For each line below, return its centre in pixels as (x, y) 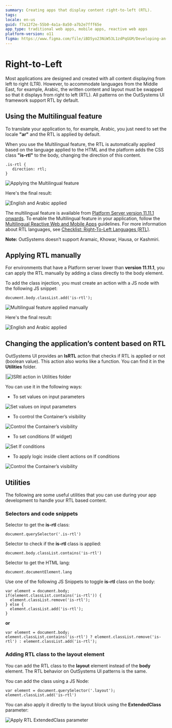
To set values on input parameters (49, 397)
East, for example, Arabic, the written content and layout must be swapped (84, 89)
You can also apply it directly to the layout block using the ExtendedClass (83, 704)
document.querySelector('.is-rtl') (43, 534)
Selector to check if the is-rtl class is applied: (53, 544)
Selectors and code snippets (42, 513)
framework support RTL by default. (42, 100)
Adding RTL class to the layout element (55, 655)
